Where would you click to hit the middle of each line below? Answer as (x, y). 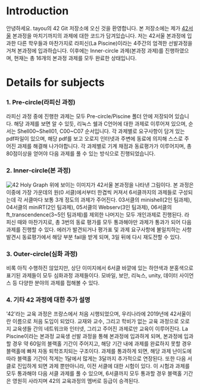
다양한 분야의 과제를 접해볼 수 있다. (59, 283)
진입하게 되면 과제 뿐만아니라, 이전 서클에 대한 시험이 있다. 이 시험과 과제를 (104, 366)
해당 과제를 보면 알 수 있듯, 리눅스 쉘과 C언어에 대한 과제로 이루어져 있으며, (101, 124)
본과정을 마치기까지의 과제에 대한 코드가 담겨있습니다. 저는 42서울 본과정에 (99, 35)
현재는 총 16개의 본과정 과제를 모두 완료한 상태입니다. (75, 58)
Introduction (37, 11)
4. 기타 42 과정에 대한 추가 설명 (48, 299)
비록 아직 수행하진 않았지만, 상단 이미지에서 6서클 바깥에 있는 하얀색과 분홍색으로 (100, 268)
